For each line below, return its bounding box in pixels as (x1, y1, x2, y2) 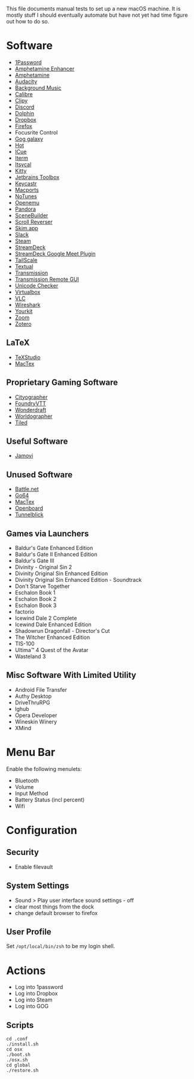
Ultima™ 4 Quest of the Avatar (14, 647, 89, 653)
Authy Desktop (14, 692, 52, 700)
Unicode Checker (14, 282, 59, 289)
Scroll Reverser (14, 218, 53, 225)
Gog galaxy (14, 135, 44, 142)
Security (6, 847, 39, 857)
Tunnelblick (14, 511, 44, 518)
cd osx (6, 1047, 23, 1053)
